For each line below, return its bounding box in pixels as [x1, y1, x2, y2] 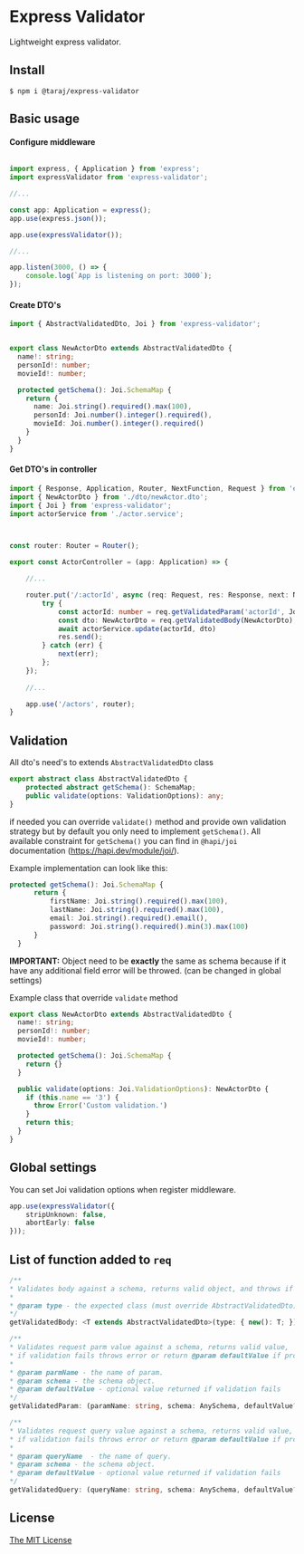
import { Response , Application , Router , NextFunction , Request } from [9, 484, 285, 493]
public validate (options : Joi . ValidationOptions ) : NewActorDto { [17, 1084, 270, 1093]
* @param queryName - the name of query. [9, 1452, 172, 1461]
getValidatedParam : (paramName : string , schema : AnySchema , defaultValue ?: [9, 1402, 301, 1411]
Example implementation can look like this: [9, 862, 168, 873]
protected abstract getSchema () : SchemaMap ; [25, 782, 196, 791]
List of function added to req [9, 1252, 172, 1267]
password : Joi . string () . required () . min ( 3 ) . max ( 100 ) [49, 922, 249, 931]
